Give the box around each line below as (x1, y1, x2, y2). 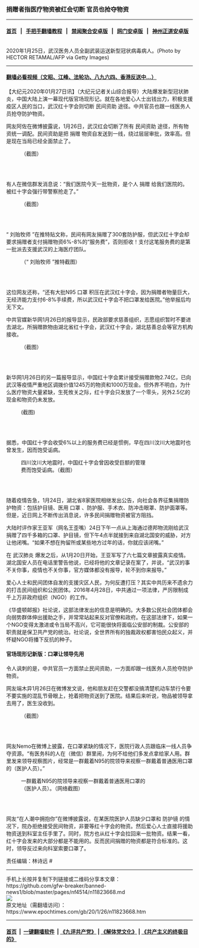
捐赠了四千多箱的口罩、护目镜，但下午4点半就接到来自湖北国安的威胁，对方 (6, 531, 191, 539)
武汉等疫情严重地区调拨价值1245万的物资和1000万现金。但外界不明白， (6, 381, 181, 388)
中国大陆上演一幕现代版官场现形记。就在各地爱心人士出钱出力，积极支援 (16, 95, 193, 102)
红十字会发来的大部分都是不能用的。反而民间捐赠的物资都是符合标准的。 (6, 837, 182, 844)
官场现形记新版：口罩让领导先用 (6, 651, 84, 658)
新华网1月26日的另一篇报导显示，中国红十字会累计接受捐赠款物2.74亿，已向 (6, 373, 191, 380)
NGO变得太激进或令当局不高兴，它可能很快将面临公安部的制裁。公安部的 (11, 621, 190, 628)
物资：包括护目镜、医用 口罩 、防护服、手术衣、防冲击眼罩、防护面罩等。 (11, 504, 191, 511)
